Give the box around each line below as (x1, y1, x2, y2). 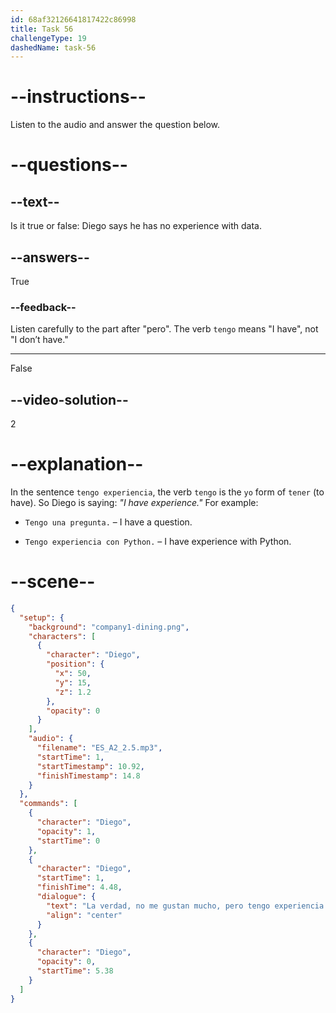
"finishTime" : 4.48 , (36, 882, 123, 893)
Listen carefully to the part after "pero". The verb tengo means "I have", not (10, 323, 319, 335)
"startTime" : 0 (36, 836, 101, 846)
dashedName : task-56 (10, 42, 97, 53)
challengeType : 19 (10, 33, 87, 43)
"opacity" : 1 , (36, 826, 97, 836)
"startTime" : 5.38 (36, 966, 114, 976)
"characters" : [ (28, 631, 97, 641)
